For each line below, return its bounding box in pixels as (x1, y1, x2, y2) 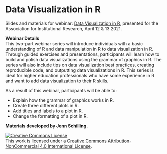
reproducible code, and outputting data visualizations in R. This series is (5, 67, 154, 73)
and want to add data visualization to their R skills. (5, 78, 109, 84)
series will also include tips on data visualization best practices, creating (5, 62, 154, 68)
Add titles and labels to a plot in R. (12, 108, 83, 114)
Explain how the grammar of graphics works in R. (12, 97, 114, 103)
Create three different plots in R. (12, 102, 79, 108)
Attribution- (107, 138, 132, 144)
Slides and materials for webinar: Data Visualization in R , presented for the (5, 20, 159, 26)
